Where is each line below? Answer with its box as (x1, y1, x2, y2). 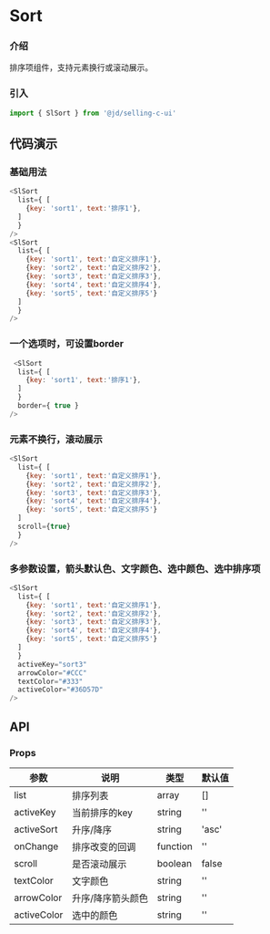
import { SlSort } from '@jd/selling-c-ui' (9, 109, 177, 118)
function (156, 840, 193, 853)
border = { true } (17, 401, 79, 410)
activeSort (14, 823, 58, 835)
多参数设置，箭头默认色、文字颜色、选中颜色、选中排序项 (9, 562, 261, 575)
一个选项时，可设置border (9, 337, 125, 350)
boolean (156, 856, 193, 869)
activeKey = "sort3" (17, 659, 88, 669)
